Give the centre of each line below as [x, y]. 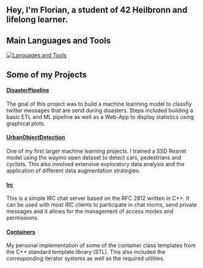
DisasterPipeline [28, 90]
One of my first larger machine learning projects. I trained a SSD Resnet [96, 151]
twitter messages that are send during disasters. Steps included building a [100, 110]
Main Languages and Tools [59, 40]
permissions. [23, 218]
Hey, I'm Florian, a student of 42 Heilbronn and [97, 10]
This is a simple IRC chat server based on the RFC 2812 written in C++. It [98, 198]
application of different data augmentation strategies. [73, 170]
